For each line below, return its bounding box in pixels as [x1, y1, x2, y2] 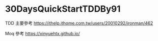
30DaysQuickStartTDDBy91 [5, 3, 121, 15]
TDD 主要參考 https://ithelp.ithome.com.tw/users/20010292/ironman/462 [5, 20, 154, 26]
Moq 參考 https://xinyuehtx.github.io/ [5, 30, 80, 36]
